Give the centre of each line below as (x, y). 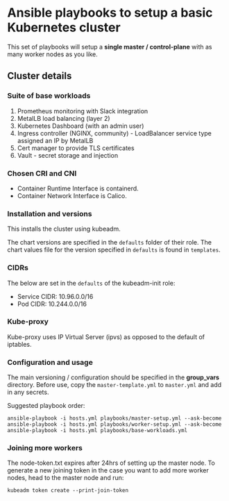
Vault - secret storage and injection (68, 155)
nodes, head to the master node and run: (66, 478)
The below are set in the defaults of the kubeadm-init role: (91, 283)
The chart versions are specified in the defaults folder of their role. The (109, 243)
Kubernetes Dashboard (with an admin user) (80, 126)
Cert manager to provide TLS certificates (76, 148)
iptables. (20, 344)
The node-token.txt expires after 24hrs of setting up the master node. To (111, 463)
